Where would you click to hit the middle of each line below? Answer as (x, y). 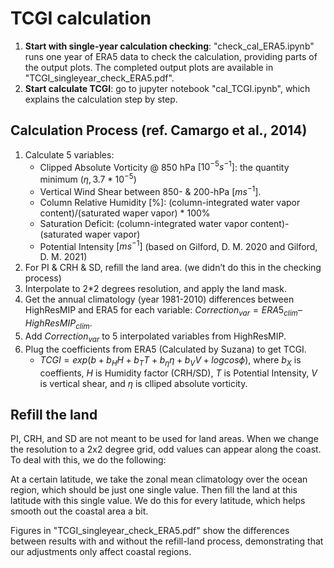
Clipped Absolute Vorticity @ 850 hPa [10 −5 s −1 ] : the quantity (164, 166)
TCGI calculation (81, 18)
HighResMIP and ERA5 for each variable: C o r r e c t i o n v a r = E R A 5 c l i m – (163, 311)
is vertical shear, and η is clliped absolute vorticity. (143, 383)
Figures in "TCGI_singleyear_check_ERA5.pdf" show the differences (150, 531)
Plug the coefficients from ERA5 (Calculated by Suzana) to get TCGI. (165, 349)
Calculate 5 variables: (69, 154)
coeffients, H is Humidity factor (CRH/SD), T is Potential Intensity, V (178, 373)
